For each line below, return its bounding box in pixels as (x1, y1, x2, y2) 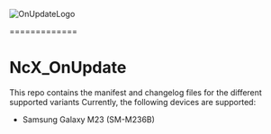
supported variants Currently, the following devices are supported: (9, 96, 257, 107)
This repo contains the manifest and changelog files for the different (9, 86, 263, 98)
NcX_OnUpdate (9, 58, 127, 78)
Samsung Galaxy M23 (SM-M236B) (22, 113, 156, 125)
